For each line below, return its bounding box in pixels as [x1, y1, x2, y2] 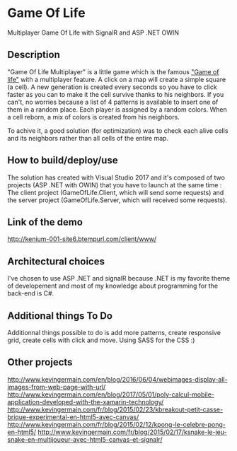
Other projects [7, 356, 73, 368]
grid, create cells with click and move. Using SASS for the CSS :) [7, 336, 195, 344]
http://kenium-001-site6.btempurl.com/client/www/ [7, 235, 157, 243]
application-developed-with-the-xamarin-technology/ [7, 397, 164, 406]
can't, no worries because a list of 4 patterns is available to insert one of [7, 98, 219, 106]
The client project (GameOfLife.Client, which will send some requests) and [7, 188, 224, 197]
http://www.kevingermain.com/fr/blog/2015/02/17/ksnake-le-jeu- [37, 428, 228, 436]
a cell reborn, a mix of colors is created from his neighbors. [7, 112, 180, 121]
